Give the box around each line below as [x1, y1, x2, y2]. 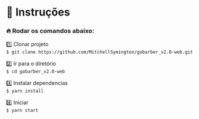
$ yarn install [6, 88, 44, 94]
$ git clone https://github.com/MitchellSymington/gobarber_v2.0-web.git [6, 49, 194, 56]
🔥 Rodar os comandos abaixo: [6, 27, 95, 35]
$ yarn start [6, 108, 39, 114]
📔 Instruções [6, 5, 70, 19]
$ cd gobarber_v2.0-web [6, 69, 66, 75]
